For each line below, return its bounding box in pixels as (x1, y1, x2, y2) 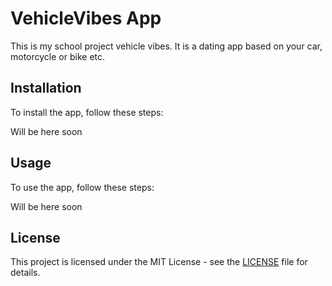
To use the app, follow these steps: (10, 181, 155, 193)
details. (10, 267, 41, 279)
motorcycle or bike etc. (10, 50, 106, 62)
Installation (10, 80, 82, 97)
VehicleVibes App (10, 7, 162, 30)
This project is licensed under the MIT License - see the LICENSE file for (10, 256, 308, 268)
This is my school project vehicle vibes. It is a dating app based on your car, (10, 40, 323, 52)
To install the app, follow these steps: (10, 106, 164, 118)
